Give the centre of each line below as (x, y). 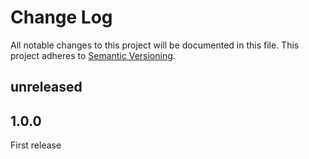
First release (36, 145)
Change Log (61, 17)
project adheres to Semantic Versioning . (93, 55)
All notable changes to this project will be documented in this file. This (155, 45)
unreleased (46, 87)
